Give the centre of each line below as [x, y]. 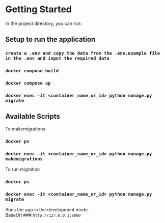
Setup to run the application [50, 39]
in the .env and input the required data [57, 59]
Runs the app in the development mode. [47, 210]
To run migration [23, 170]
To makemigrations [25, 129]
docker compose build [32, 71]
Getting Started [39, 9]
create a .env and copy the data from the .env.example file [83, 53]
